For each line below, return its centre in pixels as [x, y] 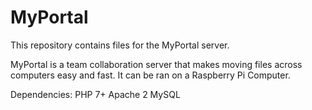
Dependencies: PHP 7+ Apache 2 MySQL [95, 94]
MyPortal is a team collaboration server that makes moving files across [156, 64]
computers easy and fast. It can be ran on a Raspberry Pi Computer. [150, 75]
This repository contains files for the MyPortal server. [120, 45]
